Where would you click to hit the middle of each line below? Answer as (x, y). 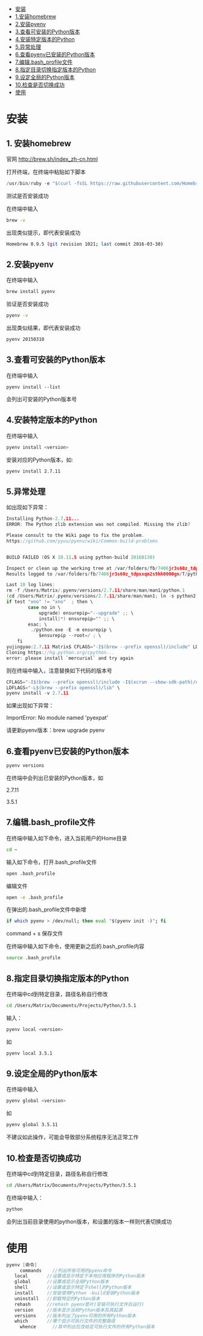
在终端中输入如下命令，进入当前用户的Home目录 (67, 838)
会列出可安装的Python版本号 (42, 399)
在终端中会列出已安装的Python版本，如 (55, 778)
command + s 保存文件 (35, 934)
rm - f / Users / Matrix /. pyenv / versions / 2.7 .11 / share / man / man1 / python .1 (96, 590)
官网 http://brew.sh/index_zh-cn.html (52, 159)
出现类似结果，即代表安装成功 (43, 328)
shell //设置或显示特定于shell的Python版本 (73, 1287)
